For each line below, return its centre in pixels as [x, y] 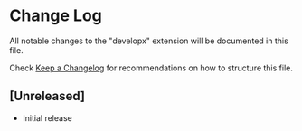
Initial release [47, 117]
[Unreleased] [47, 96]
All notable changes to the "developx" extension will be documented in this [149, 41]
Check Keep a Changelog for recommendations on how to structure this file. [151, 68]
